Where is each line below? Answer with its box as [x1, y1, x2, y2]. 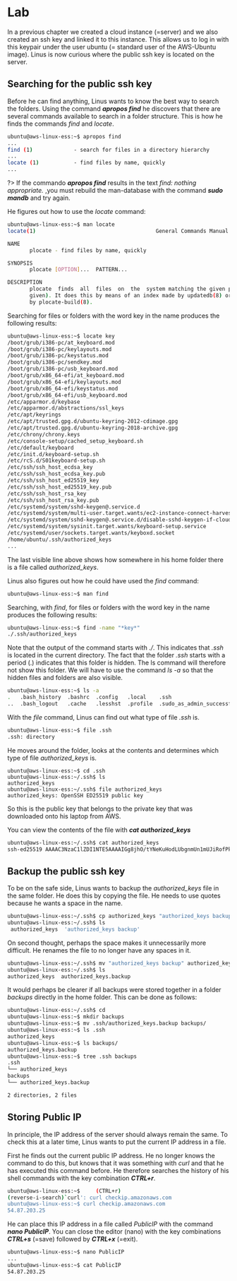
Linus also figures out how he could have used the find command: [7, 576, 200, 585]
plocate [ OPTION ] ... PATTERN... [29, 266, 128, 273]
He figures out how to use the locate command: [7, 208, 146, 215]
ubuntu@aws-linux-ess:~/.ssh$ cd [7, 1007, 106, 1014]
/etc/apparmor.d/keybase [7, 398, 80, 405]
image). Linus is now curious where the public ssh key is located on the [7, 50, 215, 59]
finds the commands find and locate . [7, 119, 114, 128]
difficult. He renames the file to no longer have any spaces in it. [7, 946, 192, 954]
